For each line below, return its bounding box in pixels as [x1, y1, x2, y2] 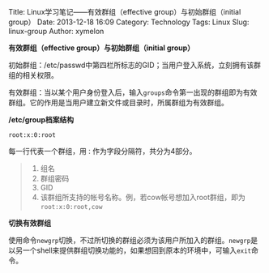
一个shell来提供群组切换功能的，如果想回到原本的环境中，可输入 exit [22, 245, 252, 255]
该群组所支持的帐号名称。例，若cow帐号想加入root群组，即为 [40, 193, 246, 202]
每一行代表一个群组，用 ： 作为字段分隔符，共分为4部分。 [8, 147, 197, 156]
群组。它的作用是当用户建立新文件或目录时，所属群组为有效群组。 [8, 98, 228, 107]
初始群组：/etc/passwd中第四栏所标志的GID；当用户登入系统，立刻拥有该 [8, 60, 254, 70]
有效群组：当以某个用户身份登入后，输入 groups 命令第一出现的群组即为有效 [8, 87, 258, 97]
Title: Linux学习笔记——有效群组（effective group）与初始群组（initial [8, 7, 241, 16]
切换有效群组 [8, 218, 51, 228]
